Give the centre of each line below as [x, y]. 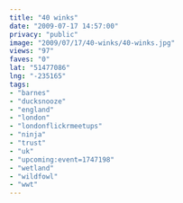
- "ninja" [28, 135]
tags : [19, 84]
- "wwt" [24, 185]
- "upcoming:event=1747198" [62, 159]
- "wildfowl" [34, 176]
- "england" [32, 110]
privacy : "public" [44, 34]
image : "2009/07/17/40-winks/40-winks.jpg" [92, 43]
